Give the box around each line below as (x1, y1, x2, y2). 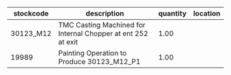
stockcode (13, 9, 49, 18)
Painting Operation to (58, 48, 127, 57)
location (193, 9, 221, 18)
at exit (58, 37, 78, 46)
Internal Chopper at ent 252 (58, 29, 148, 38)
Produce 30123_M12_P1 (58, 57, 141, 66)
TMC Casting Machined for (58, 20, 146, 29)
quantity (157, 9, 187, 18)
